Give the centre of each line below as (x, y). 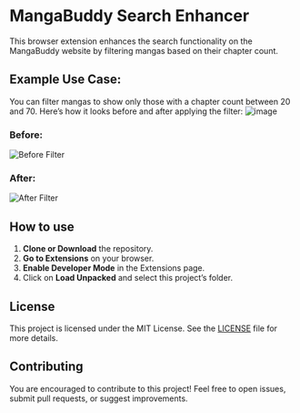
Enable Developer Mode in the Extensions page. (114, 268)
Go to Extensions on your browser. (88, 258)
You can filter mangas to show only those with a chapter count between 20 (150, 101)
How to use (42, 227)
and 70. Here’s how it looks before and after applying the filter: (126, 111)
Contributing (46, 367)
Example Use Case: (65, 80)
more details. (34, 337)
